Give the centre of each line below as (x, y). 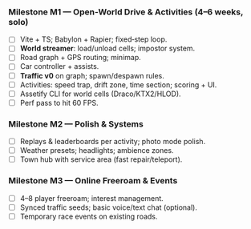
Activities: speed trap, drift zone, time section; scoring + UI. (118, 84)
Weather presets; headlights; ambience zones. (97, 151)
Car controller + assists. (59, 66)
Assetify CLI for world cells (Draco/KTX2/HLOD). (101, 94)
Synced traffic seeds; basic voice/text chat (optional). (109, 207)
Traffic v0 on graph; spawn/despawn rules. (92, 75)
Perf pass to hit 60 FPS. (59, 102)
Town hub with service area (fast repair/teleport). (101, 159)
